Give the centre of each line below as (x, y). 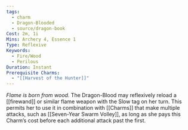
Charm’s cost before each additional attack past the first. (76, 120)
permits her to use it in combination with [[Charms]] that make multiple (93, 108)
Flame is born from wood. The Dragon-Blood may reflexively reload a (92, 95)
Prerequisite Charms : (33, 73)
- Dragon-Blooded (33, 23)
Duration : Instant (29, 67)
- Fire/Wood (27, 56)
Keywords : (19, 51)
